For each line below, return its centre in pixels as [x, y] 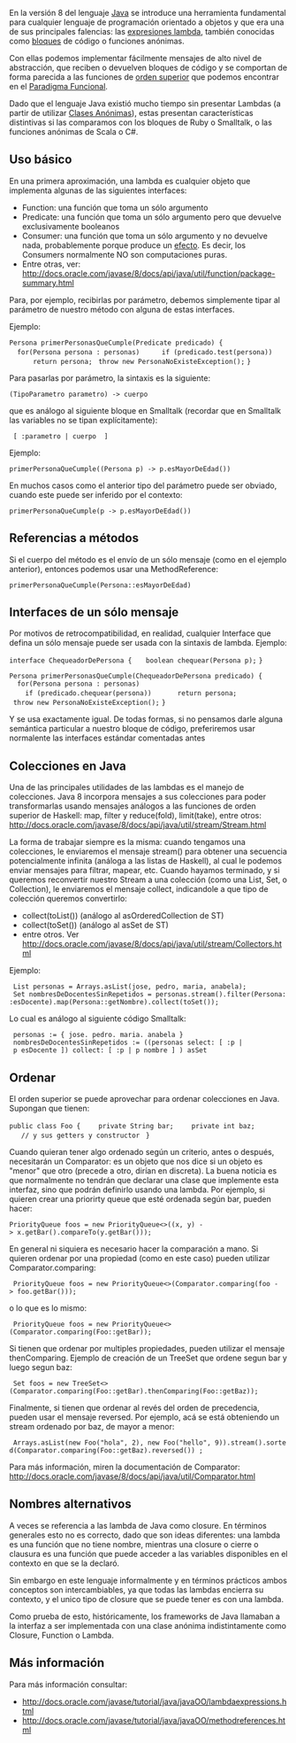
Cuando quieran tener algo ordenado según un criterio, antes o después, [142, 1152]
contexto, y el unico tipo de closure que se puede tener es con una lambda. [147, 1599]
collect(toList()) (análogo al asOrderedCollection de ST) [123, 916]
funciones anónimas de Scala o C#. [74, 132]
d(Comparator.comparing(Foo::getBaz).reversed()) [102, 1451]
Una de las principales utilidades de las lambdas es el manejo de [127, 787]
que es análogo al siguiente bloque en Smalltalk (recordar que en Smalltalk [145, 410]
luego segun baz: [41, 1367]
